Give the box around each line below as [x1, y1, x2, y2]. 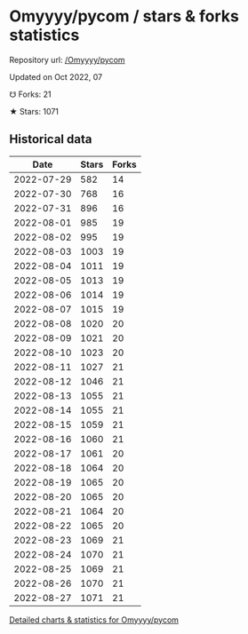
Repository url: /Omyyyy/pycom [9, 54, 126, 65]
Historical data [9, 131, 92, 147]
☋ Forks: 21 [9, 89, 52, 99]
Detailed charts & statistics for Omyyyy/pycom [9, 614, 180, 625]
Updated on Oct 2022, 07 [9, 71, 103, 82]
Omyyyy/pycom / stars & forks [9, 6, 240, 27]
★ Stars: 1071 [9, 106, 60, 116]
